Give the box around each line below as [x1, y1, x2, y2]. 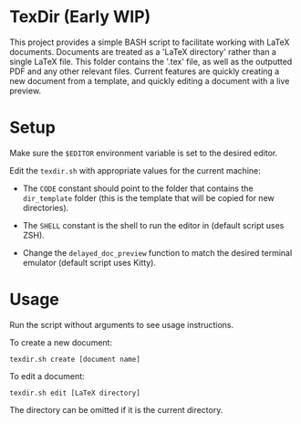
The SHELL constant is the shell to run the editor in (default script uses [22, 219, 285, 230]
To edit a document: [9, 370, 85, 381]
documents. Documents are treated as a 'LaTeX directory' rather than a [9, 46, 276, 57]
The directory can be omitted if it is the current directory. [9, 404, 223, 415]
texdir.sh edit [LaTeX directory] [9, 388, 141, 397]
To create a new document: [9, 336, 112, 348]
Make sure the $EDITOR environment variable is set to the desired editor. [9, 147, 278, 158]
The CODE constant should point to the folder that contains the [22, 183, 254, 194]
